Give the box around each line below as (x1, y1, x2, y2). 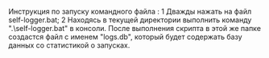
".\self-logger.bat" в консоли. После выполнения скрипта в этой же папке (8, 24, 262, 33)
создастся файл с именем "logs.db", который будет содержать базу (8, 32, 243, 41)
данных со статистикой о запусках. (8, 41, 130, 50)
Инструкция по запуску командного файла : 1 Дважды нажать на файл (8, 7, 252, 16)
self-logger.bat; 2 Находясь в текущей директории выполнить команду (8, 15, 252, 25)
